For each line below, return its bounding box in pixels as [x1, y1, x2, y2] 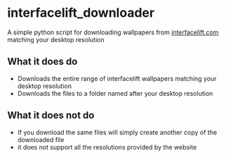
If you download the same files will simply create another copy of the [17, 128, 218, 136]
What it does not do [7, 110, 95, 122]
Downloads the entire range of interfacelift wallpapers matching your [17, 74, 217, 82]
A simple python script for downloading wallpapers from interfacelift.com [7, 28, 219, 36]
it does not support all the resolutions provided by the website [17, 143, 197, 151]
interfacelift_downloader [7, 5, 155, 21]
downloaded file [17, 135, 65, 144]
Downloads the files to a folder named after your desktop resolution [17, 89, 213, 97]
